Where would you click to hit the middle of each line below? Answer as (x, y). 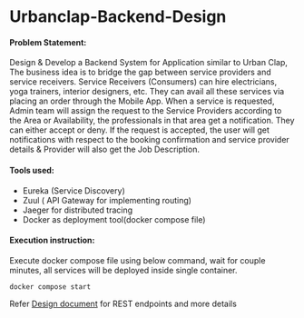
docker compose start (50, 287)
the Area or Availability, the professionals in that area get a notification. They (152, 121)
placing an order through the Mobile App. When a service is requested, (142, 101)
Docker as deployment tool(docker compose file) (114, 219)
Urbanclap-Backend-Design (118, 17)
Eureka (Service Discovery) (74, 190)
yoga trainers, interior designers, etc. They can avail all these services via (147, 92)
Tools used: (32, 170)
